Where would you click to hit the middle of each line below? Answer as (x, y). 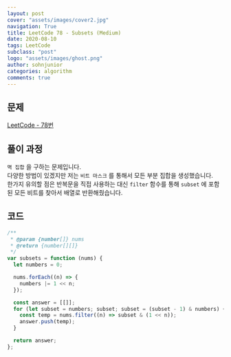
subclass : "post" (32, 52)
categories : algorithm (40, 71)
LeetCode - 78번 (30, 125)
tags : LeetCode (29, 45)
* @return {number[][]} (44, 245)
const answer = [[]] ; (44, 303)
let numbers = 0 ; (38, 265)
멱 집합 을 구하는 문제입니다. (44, 167)
